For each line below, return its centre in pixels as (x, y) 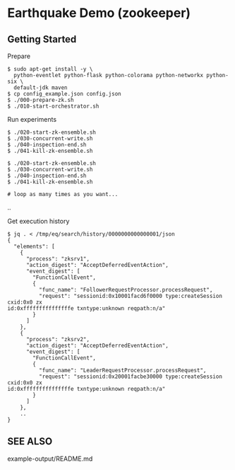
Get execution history (38, 221)
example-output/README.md (50, 459)
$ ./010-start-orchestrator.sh (53, 106)
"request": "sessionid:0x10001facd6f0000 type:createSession (130, 296)
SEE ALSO (30, 441)
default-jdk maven (41, 88)
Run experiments (32, 119)
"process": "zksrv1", (58, 259)
